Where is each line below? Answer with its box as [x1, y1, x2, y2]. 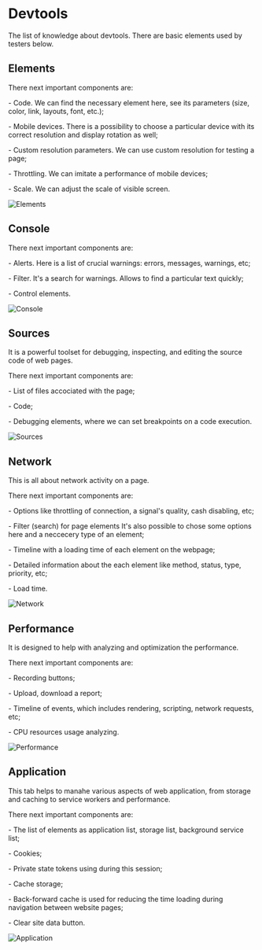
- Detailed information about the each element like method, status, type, [8, 560, 242, 570]
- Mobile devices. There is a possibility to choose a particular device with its [8, 121, 255, 131]
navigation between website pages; [8, 902, 124, 912]
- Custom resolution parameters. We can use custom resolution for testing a [8, 145, 254, 154]
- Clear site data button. [8, 918, 86, 927]
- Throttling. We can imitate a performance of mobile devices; [8, 168, 208, 178]
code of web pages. [8, 355, 73, 366]
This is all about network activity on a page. [8, 476, 149, 485]
